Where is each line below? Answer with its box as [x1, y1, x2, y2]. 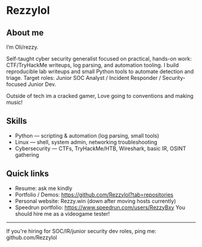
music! [6, 99, 23, 106]
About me [6, 28, 44, 38]
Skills [6, 116, 27, 126]
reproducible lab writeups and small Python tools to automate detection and [6, 68, 194, 75]
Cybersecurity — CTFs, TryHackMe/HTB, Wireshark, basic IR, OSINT [14, 145, 186, 152]
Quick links [6, 169, 49, 179]
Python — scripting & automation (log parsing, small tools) [14, 132, 159, 139]
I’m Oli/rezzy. [6, 43, 39, 50]
